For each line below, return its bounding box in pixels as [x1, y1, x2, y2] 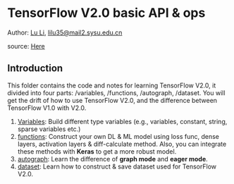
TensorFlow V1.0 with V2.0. [7, 104, 87, 112]
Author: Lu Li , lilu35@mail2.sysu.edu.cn [7, 28, 123, 37]
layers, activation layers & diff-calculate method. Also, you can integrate [17, 140, 227, 148]
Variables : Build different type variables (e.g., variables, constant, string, [17, 117, 228, 125]
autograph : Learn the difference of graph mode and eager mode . [17, 154, 208, 163]
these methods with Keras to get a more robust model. [17, 147, 177, 156]
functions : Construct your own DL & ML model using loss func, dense [17, 132, 220, 140]
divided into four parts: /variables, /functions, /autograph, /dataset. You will [7, 88, 226, 97]
